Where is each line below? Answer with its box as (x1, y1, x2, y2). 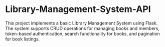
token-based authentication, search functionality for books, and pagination (5, 30, 160, 36)
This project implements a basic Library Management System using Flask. (5, 20, 158, 26)
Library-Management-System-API (5, 3, 151, 15)
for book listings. (5, 36, 40, 42)
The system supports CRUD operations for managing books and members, (5, 25, 159, 31)
